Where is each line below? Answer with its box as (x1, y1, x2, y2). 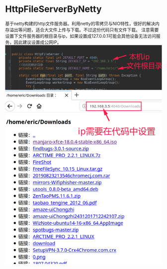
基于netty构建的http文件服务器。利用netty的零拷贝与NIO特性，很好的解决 (5, 20, 156, 26)
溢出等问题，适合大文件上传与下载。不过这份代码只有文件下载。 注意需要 (9, 26, 159, 33)
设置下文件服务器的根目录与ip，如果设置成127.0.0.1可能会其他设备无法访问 (5, 33, 157, 39)
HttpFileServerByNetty (5, 3, 102, 15)
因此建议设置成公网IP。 (13, 39, 62, 45)
